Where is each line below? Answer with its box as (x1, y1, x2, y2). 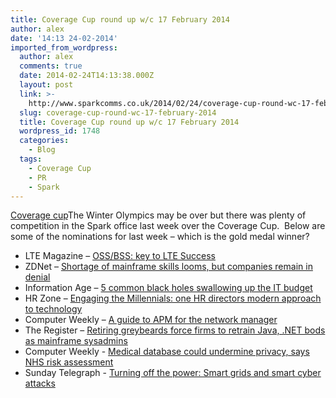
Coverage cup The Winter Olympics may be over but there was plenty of (10, 209, 307, 221)
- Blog (28, 145, 56, 155)
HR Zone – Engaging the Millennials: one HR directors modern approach (24, 292, 322, 305)
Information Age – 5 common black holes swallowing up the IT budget (24, 282, 313, 294)
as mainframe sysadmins (24, 335, 128, 347)
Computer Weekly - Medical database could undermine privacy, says (24, 346, 310, 358)
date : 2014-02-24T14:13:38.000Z (19, 71, 155, 81)
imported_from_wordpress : (10, 42, 118, 53)
